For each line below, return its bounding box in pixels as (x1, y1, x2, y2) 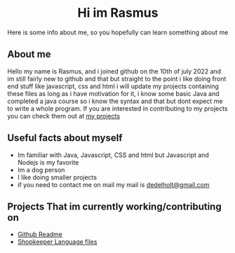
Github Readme (17, 230, 63, 239)
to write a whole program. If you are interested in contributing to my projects (7, 104, 228, 113)
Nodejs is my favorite (17, 158, 79, 166)
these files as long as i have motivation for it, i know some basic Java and (7, 89, 220, 97)
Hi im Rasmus (77, 5, 159, 21)
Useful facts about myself (7, 132, 123, 144)
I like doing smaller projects (17, 173, 97, 182)
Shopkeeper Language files (17, 238, 98, 246)
